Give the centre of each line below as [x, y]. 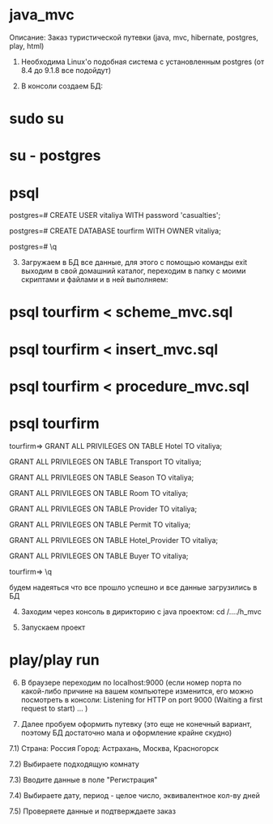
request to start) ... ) [54, 708]
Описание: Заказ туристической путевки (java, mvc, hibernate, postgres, [134, 37]
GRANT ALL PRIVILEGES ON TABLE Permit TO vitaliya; [100, 524]
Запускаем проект [53, 627]
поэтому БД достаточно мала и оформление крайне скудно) [126, 732]
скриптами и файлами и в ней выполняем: [94, 280]
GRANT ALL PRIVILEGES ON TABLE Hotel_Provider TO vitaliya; [114, 540]
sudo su [36, 119]
